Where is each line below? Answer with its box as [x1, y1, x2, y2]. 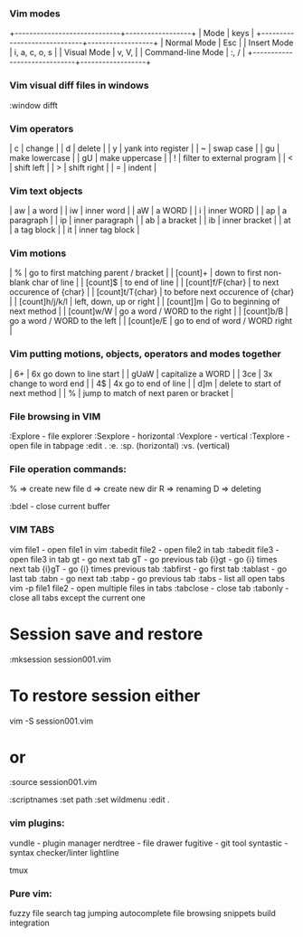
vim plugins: [9, 817, 65, 829]
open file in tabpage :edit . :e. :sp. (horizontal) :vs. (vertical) [9, 440, 231, 451]
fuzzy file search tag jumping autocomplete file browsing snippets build [9, 908, 276, 919]
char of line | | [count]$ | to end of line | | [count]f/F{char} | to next [31, 277, 279, 288]
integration [9, 917, 50, 929]
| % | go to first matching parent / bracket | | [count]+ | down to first [9, 268, 262, 279]
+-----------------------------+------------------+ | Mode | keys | [9, 28, 255, 39]
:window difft [9, 99, 59, 110]
